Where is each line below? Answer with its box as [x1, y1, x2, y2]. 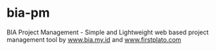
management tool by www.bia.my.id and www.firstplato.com [6, 35, 182, 43]
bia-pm [6, 5, 50, 21]
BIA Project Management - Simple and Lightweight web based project [6, 28, 209, 36]
